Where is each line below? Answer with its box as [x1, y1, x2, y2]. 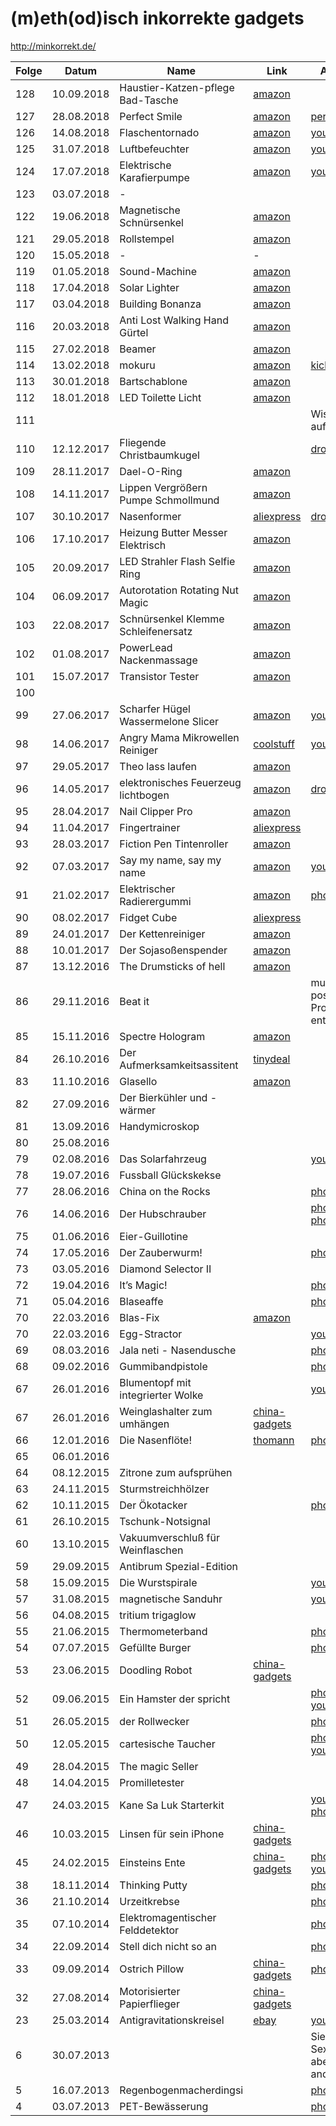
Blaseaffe [119, 1294, 164, 1308]
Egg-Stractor [119, 1327, 183, 1341]
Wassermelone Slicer [119, 714, 220, 728]
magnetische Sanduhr [119, 1592, 223, 1606]
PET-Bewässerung [119, 2099, 209, 2113]
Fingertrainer [119, 820, 181, 834]
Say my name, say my [119, 853, 222, 867]
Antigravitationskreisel [119, 2013, 225, 2027]
